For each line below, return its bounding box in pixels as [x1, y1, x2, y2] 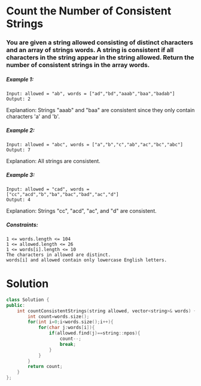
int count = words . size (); [28, 313, 90, 319]
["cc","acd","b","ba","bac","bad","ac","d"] [6, 192, 119, 198]
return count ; [28, 364, 63, 370]
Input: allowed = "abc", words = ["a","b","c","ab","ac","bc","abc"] [6, 142, 184, 148]
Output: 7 [6, 147, 31, 153]
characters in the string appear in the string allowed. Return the [6, 53, 194, 62]
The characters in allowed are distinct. [6, 252, 111, 258]
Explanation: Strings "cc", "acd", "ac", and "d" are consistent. [6, 207, 157, 215]
